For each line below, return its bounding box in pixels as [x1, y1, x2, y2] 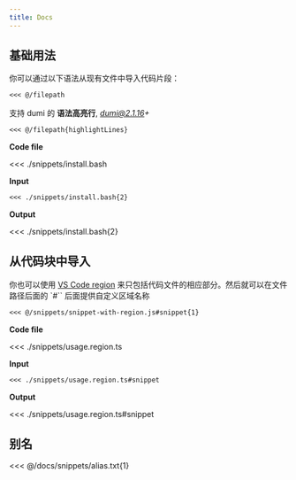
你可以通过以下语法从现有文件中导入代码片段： [9, 73, 179, 84]
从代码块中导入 [9, 254, 91, 269]
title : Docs [9, 12, 53, 22]
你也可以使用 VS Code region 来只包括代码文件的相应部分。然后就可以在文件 [9, 279, 288, 290]
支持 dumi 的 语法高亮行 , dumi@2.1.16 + [9, 108, 150, 119]
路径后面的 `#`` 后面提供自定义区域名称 [9, 290, 150, 301]
